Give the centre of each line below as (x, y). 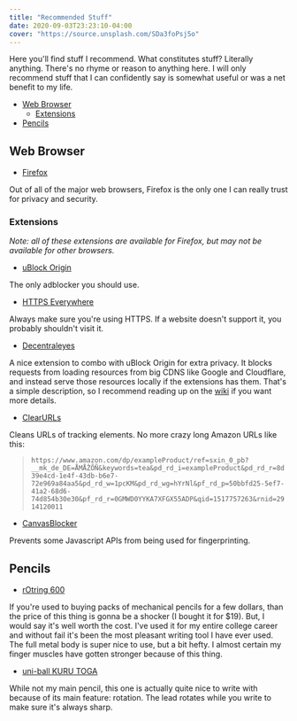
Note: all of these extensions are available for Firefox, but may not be (136, 241)
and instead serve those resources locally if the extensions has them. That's (148, 382)
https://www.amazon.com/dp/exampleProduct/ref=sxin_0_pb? (140, 461)
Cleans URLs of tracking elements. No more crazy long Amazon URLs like (143, 435)
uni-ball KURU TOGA (60, 671)
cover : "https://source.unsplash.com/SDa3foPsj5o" (104, 34)
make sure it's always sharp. (61, 707)
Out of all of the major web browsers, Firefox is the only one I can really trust (148, 190)
